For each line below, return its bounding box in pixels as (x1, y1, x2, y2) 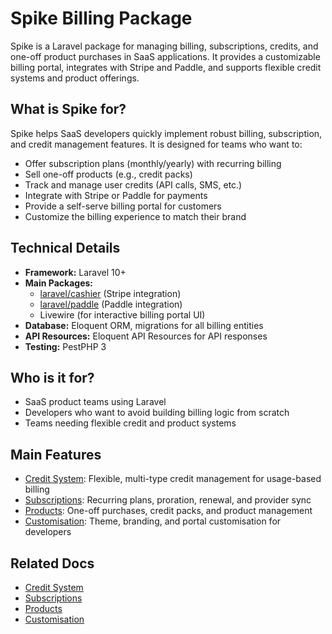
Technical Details (10, 240, 121, 257)
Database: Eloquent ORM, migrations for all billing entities (24, 319, 264, 331)
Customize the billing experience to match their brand (24, 210, 247, 222)
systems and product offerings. (10, 72, 140, 84)
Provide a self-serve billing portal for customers (24, 200, 222, 212)
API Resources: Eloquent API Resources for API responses (24, 330, 268, 342)
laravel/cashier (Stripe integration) (39, 287, 182, 299)
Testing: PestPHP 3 (24, 340, 107, 352)
